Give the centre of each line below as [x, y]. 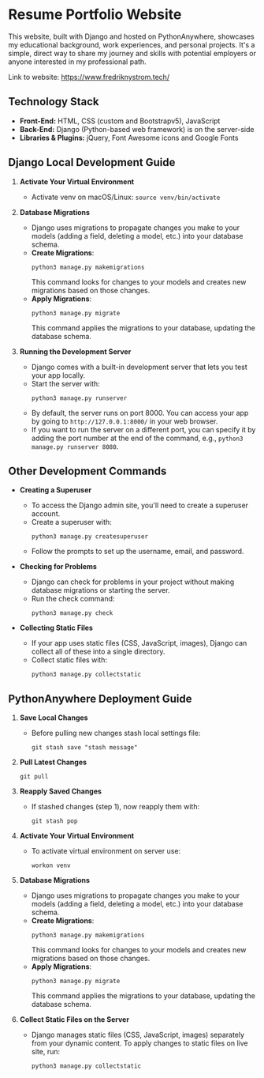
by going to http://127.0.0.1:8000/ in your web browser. [125, 421]
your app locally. [58, 375]
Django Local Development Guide [92, 162]
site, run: [46, 1052]
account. [46, 514]
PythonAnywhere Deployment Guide [100, 698]
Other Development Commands [87, 471]
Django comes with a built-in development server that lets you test [139, 367]
